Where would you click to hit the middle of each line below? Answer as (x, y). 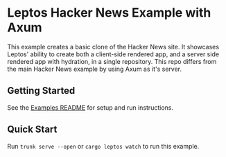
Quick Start (32, 130)
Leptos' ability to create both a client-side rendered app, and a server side (113, 54)
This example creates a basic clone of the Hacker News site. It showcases (113, 47)
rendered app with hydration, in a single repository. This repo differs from (112, 61)
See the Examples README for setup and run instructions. (90, 107)
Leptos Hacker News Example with (109, 13)
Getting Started (41, 91)
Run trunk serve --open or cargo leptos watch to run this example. (103, 146)
